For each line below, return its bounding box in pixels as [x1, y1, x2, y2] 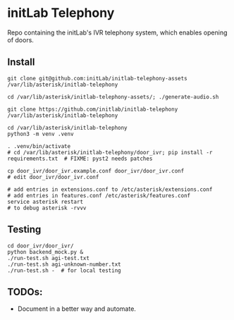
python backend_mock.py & [7, 248, 83, 255]
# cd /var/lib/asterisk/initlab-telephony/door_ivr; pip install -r [7, 149, 213, 156]
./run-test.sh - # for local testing [7, 266, 121, 274]
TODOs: [7, 285, 43, 297]
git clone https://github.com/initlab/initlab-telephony [7, 106, 178, 113]
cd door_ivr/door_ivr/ [7, 242, 74, 250]
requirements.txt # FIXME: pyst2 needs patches [7, 155, 153, 162]
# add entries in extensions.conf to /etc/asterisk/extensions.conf [7, 185, 213, 193]
